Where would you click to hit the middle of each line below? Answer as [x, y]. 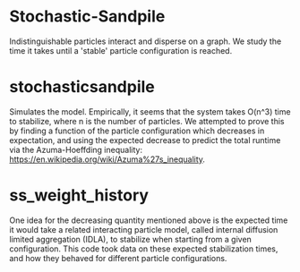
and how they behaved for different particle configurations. [118, 258]
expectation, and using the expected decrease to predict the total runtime [145, 140]
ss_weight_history [79, 195]
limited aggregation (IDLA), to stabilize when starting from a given [131, 239]
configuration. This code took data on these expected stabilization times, [144, 249]
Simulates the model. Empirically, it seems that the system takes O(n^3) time [150, 111]
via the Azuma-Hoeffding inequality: [76, 149]
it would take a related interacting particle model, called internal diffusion [144, 229]
